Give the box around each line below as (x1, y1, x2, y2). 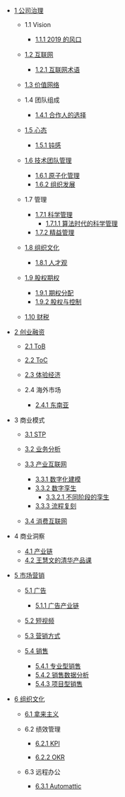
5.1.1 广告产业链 (35, 601, 80, 610)
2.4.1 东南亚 (35, 401, 69, 409)
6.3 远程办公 (24, 768, 61, 776)
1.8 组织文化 (24, 243, 60, 251)
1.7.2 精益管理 (35, 228, 75, 236)
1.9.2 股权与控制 (35, 297, 82, 306)
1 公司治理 (13, 6, 44, 14)
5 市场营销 (13, 571, 45, 579)
